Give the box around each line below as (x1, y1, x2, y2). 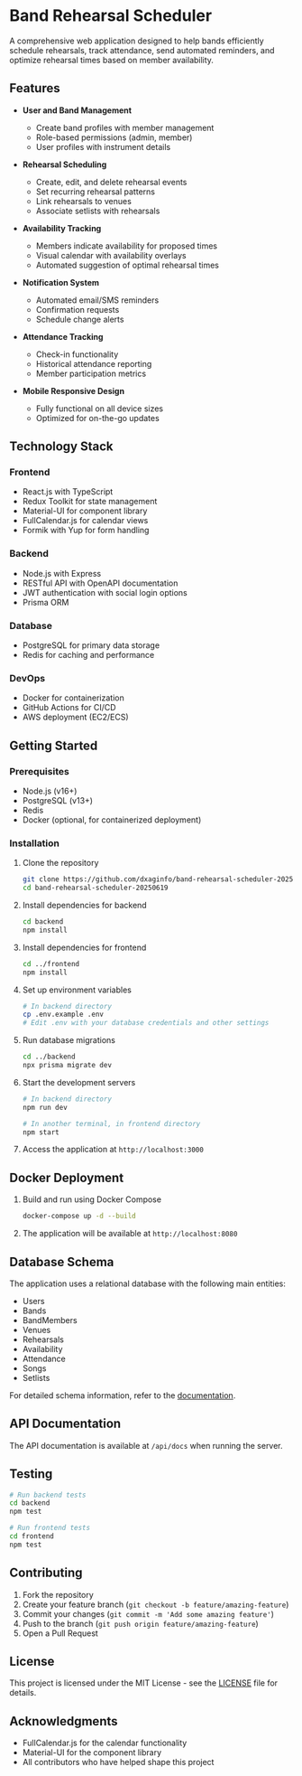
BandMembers (22, 1314, 78, 1325)
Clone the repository (22, 858, 99, 869)
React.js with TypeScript (22, 486, 114, 497)
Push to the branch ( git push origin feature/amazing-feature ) (22, 1618, 259, 1629)
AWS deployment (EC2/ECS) (22, 711, 129, 723)
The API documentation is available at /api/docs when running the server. (9, 1440, 283, 1451)
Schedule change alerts (35, 314, 124, 324)
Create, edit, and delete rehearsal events (35, 176, 188, 187)
